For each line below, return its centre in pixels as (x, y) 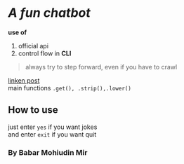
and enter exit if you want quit (52, 134)
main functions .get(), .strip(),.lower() (70, 88)
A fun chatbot (49, 13)
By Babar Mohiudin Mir (48, 152)
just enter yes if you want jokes (53, 127)
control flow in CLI (45, 53)
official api (33, 46)
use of (18, 32)
